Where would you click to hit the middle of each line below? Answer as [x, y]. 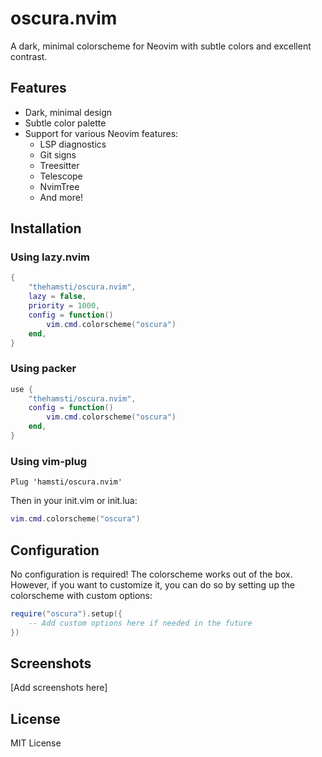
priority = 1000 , [64, 306]
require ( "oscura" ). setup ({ [66, 613]
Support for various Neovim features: [101, 133]
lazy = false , [57, 297]
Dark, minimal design [68, 112]
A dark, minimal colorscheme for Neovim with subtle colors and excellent [161, 46]
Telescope [61, 176]
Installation [46, 228]
